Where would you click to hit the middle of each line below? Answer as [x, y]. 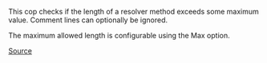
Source [20, 51]
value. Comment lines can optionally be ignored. [88, 20]
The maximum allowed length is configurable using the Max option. [119, 35]
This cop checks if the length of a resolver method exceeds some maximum [133, 12]
